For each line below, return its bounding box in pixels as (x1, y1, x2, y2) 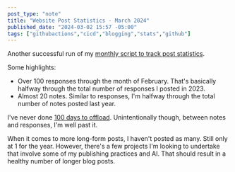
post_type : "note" (7, 10, 61, 18)
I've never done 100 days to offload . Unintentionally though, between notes (7, 113, 226, 122)
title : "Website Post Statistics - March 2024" (7, 17, 150, 24)
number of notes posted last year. (17, 100, 116, 108)
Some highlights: (7, 63, 56, 71)
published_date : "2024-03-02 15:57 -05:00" (7, 23, 138, 30)
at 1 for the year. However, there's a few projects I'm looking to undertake (7, 142, 220, 151)
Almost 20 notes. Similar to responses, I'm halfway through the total (17, 92, 215, 101)
